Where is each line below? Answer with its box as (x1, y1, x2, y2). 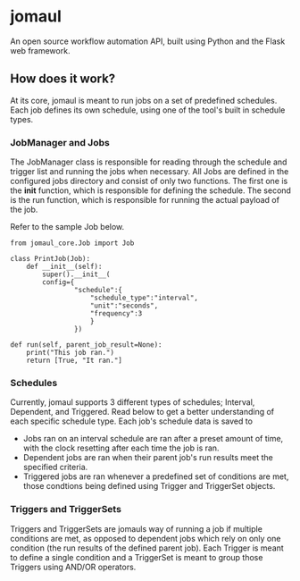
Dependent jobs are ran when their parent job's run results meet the (22, 452, 273, 463)
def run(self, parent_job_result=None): (10, 341, 163, 349)
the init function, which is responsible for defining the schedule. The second (10, 185, 291, 196)
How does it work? (10, 72, 116, 87)
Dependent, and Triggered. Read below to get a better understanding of (10, 407, 275, 417)
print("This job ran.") (26, 349, 115, 358)
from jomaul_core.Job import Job (10, 239, 135, 248)
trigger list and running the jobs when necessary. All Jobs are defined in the (10, 166, 289, 177)
